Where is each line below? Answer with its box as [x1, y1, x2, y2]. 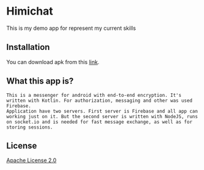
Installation [6, 42, 50, 52]
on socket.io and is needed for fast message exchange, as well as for [6, 119, 192, 125]
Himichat [6, 4, 54, 18]
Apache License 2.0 [6, 157, 57, 164]
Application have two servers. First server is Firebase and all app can [6, 108, 199, 114]
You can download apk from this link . [6, 58, 100, 65]
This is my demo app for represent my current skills [6, 24, 136, 32]
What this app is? [6, 76, 74, 87]
